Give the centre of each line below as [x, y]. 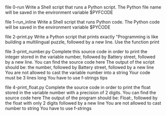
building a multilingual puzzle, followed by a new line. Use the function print [82, 42]
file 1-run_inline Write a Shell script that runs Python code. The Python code [83, 22]
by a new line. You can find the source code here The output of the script [80, 62]
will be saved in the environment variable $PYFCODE [59, 12]
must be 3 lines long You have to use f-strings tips [56, 78]
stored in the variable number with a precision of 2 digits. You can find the [81, 93]
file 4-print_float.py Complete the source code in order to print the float [78, 87]
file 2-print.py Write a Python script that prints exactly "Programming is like [82, 37]
